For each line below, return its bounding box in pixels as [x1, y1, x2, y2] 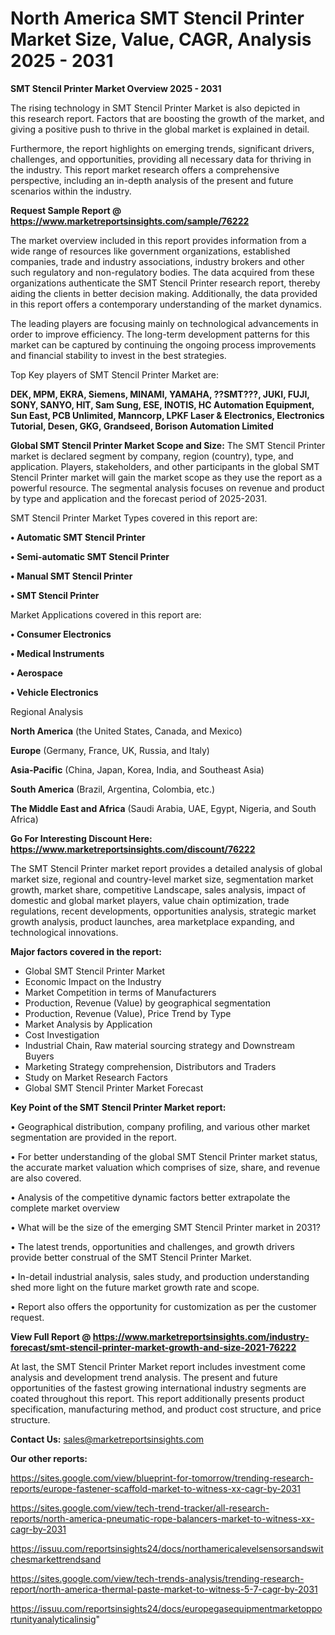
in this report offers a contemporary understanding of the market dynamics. [10, 298, 322, 310]
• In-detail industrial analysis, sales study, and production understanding [10, 1270, 310, 1282]
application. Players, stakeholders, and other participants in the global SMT [10, 460, 320, 472]
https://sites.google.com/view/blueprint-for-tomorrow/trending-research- [10, 1472, 314, 1484]
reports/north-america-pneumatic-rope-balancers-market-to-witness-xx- [10, 1512, 315, 1524]
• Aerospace [10, 667, 63, 679]
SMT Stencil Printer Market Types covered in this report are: [10, 512, 258, 524]
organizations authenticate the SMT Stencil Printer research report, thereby [10, 277, 321, 289]
